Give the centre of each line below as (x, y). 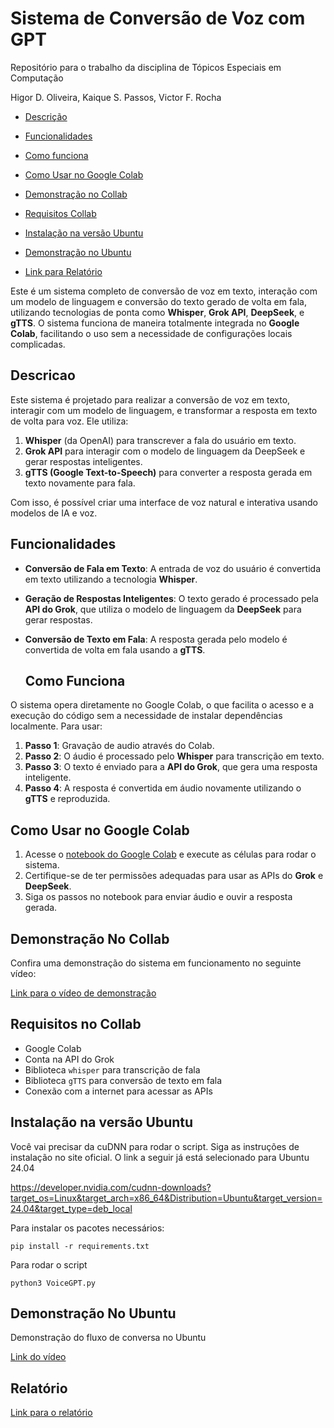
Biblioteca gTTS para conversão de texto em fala (123, 1080)
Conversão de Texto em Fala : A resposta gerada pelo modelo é (156, 639)
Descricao (43, 375)
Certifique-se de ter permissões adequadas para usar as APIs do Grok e (174, 876)
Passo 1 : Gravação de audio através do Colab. (119, 746)
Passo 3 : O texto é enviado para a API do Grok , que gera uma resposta (171, 767)
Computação (37, 78)
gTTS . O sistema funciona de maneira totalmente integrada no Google (155, 323)
